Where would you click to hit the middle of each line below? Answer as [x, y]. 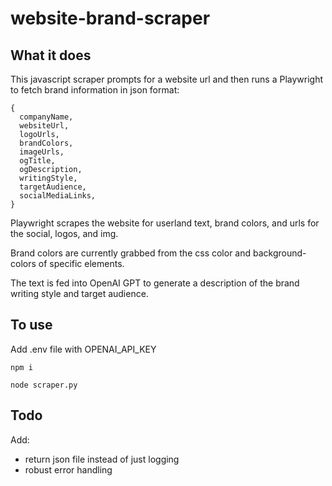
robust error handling [68, 469]
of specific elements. [81, 263]
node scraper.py [44, 385]
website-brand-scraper [110, 18]
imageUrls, [42, 152]
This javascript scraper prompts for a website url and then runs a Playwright [166, 79]
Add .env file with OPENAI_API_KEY [83, 349]
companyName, [46, 117]
